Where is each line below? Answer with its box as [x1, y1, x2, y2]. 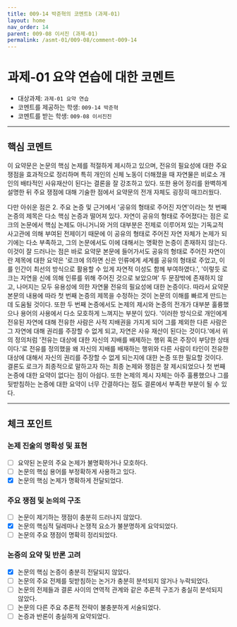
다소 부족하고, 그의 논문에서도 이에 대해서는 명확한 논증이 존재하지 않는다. [25, 238, 228, 246]
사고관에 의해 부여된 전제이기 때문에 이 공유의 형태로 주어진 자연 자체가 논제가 [7, 229, 220, 238]
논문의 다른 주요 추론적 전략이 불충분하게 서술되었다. [17, 603, 161, 611]
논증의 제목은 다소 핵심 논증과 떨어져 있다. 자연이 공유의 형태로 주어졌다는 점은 [7, 212, 222, 220]
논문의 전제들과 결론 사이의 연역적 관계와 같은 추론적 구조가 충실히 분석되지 [17, 585, 224, 594]
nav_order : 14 [7, 23, 49, 30]
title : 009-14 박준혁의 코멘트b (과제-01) [7, 10, 121, 18]
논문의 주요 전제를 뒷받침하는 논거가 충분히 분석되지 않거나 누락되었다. [17, 576, 210, 585]
